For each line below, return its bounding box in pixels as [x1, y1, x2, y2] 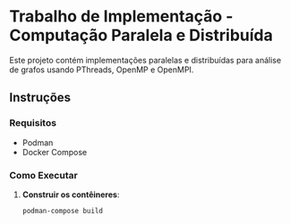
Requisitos [9, 117, 56, 129]
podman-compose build [21, 206, 103, 215]
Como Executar [9, 169, 78, 181]
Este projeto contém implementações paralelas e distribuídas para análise [9, 54, 282, 65]
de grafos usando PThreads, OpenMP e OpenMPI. [9, 64, 194, 75]
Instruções [9, 90, 72, 105]
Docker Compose [21, 146, 88, 157]
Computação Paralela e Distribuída [9, 25, 273, 46]
